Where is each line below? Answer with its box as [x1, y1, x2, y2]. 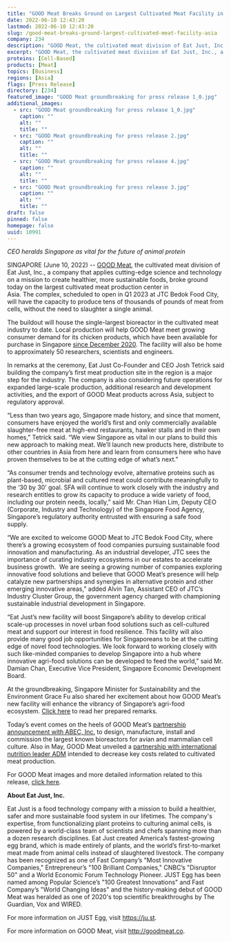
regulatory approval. [7, 398, 65, 406]
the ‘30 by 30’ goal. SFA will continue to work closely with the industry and [7, 483, 219, 491]
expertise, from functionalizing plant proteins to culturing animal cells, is [7, 820, 212, 828]
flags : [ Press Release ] [7, 81, 76, 88]
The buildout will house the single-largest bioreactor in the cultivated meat [7, 319, 219, 327]
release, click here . [7, 778, 61, 786]
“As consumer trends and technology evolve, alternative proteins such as [7, 469, 215, 477]
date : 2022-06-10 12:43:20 [7, 17, 85, 23]
